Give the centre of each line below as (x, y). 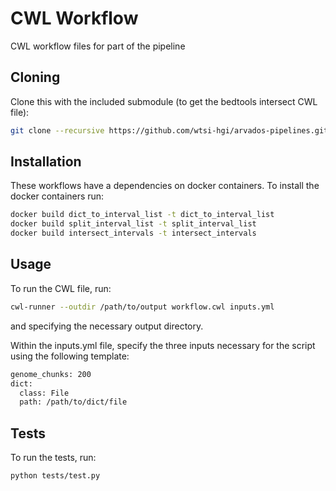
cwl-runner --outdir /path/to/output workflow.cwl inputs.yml (142, 307)
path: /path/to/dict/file (73, 402)
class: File (44, 393)
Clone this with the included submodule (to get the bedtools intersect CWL (164, 101)
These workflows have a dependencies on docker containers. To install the (165, 186)
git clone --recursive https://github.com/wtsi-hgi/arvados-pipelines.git (169, 130)
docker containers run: (57, 196)
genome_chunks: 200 (51, 374)
